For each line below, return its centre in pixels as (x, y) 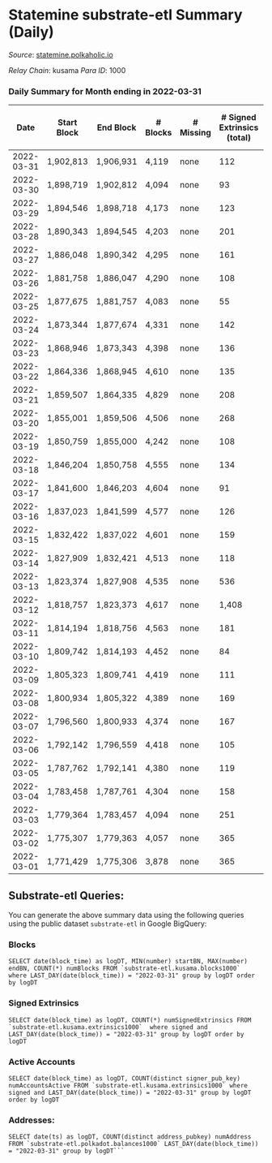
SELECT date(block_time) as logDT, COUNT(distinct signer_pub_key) (125, 1078)
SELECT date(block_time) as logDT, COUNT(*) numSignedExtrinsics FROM (130, 1020)
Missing (195, 133)
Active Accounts (42, 1062)
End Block (117, 127)
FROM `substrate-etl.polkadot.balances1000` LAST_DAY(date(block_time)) (134, 1144)
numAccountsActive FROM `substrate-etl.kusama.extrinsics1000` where (128, 1085)
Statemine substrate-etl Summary (125, 15)
